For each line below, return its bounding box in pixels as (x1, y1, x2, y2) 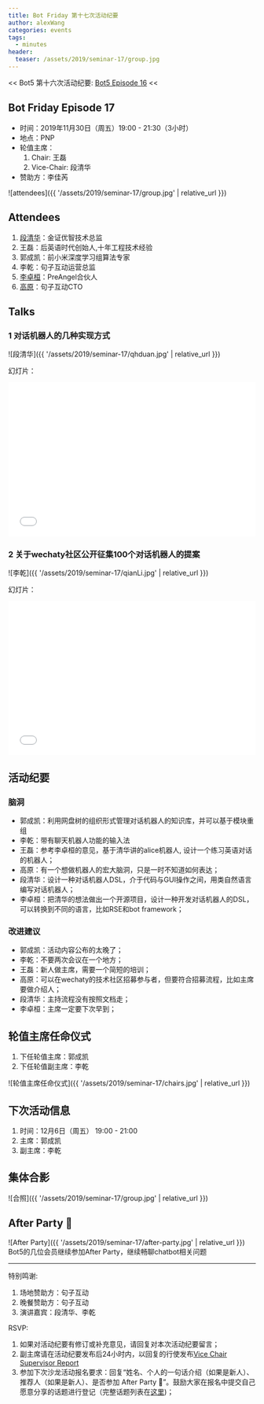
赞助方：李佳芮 (19, 172, 68, 182)
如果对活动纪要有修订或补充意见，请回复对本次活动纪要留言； (19, 1339, 220, 1349)
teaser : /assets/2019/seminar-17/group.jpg (15, 56, 159, 64)
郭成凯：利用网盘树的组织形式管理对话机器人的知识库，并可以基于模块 (19, 816, 247, 826)
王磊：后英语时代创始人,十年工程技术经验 (19, 242, 153, 252)
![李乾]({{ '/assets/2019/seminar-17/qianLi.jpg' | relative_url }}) (8, 568, 209, 577)
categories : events (8, 26, 72, 34)
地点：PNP (19, 133, 55, 142)
